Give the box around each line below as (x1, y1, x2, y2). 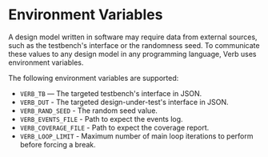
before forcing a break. (19, 139, 96, 149)
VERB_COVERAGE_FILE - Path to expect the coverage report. (19, 123, 210, 132)
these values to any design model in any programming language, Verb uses (8, 49, 257, 58)
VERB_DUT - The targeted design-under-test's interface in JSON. (19, 97, 230, 107)
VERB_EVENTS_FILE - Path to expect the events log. (19, 114, 183, 123)
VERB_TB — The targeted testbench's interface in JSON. (19, 88, 202, 98)
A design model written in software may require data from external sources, (8, 32, 258, 42)
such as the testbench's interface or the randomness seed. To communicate (8, 40, 260, 50)
